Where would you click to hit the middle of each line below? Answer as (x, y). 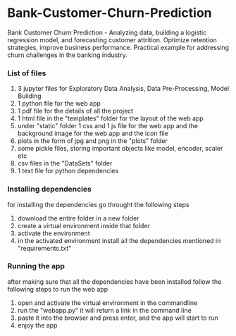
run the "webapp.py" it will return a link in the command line (104, 310)
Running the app (36, 266)
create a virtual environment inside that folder (83, 225)
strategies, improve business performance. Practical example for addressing (118, 47)
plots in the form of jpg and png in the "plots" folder (92, 141)
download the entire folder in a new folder (78, 218)
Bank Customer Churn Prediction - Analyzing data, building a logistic (107, 32)
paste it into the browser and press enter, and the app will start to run (118, 318)
